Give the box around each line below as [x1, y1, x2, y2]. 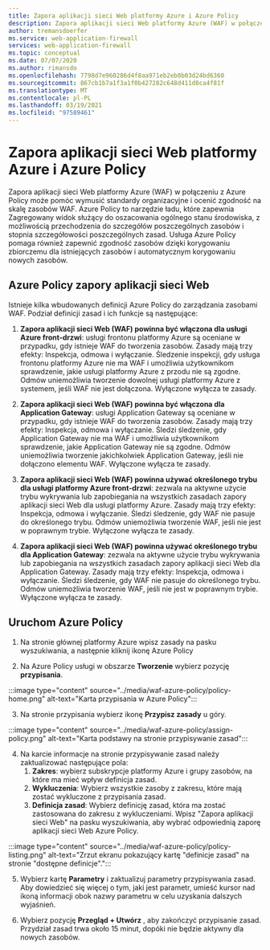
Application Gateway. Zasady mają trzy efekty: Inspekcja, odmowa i [19, 567, 244, 577]
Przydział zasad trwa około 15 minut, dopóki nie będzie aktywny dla [19, 923, 244, 933]
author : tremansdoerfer [8, 27, 88, 35]
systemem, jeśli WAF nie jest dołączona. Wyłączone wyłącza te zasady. [19, 383, 257, 393]
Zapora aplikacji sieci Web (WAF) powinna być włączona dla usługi [19, 324, 247, 333]
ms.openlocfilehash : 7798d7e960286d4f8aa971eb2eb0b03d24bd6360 [8, 71, 225, 80]
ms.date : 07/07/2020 [8, 57, 78, 65]
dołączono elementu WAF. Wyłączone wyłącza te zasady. [19, 459, 211, 468]
